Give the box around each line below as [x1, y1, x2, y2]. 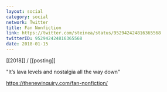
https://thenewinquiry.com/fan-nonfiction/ [6, 79, 108, 86]
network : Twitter [6, 19, 49, 25]
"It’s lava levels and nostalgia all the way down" [6, 68, 121, 75]
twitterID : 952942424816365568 [6, 36, 83, 41]
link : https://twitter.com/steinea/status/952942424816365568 [6, 30, 161, 36]
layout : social [6, 8, 43, 15]
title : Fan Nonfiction [6, 24, 62, 31]
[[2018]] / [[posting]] [6, 56, 56, 64]
